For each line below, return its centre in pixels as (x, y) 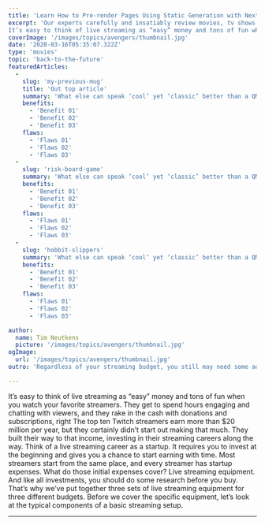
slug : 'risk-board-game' (63, 169)
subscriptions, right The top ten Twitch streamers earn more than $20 (121, 421)
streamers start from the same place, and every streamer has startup (120, 463)
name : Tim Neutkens (47, 337)
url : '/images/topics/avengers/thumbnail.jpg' (93, 359)
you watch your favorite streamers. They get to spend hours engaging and (129, 404)
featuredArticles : (38, 67)
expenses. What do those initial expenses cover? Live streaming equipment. (132, 471)
